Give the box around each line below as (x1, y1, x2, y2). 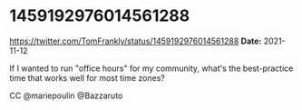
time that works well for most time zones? (9, 72, 165, 83)
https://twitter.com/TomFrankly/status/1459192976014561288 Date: (9, 35, 262, 46)
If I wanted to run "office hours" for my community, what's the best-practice (9, 63, 294, 74)
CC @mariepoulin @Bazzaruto (9, 90, 123, 101)
